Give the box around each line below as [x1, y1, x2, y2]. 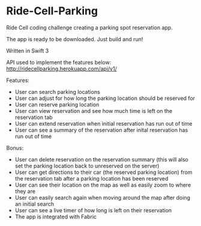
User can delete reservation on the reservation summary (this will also [14, 155, 189, 163]
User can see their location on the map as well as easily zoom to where [14, 181, 191, 188]
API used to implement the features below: [6, 59, 112, 66]
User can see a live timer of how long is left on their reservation [14, 206, 172, 213]
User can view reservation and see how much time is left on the [14, 107, 173, 114]
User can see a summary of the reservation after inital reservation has [14, 126, 188, 133]
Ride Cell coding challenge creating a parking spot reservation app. [6, 24, 173, 31]
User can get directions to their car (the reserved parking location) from [14, 169, 193, 176]
